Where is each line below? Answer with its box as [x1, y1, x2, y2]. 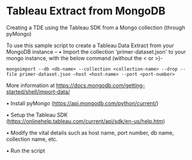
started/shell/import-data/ [6, 88, 71, 95]
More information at [6, 82, 55, 89]
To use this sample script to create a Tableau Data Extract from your [6, 42, 175, 49]
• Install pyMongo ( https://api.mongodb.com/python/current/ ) [6, 100, 159, 107]
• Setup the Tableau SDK [6, 111, 68, 118]
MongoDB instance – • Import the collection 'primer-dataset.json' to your [6, 48, 187, 55]
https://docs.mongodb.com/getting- [56, 82, 145, 89]
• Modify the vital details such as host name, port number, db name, [6, 129, 174, 136]
